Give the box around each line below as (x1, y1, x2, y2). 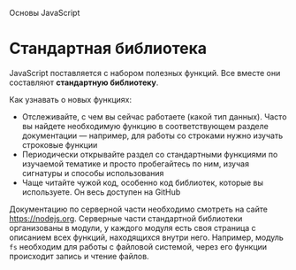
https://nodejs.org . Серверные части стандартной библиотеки (9, 212, 243, 224)
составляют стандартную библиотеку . (9, 77, 159, 88)
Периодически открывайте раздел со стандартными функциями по (21, 149, 278, 159)
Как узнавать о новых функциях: (9, 94, 133, 104)
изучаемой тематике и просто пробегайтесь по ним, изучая (21, 158, 250, 169)
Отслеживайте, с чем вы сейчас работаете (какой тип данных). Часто (21, 111, 287, 122)
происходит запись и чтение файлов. (9, 251, 149, 261)
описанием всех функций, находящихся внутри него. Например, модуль (9, 232, 285, 243)
